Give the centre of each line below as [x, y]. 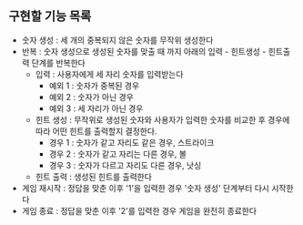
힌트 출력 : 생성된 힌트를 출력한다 [93, 177]
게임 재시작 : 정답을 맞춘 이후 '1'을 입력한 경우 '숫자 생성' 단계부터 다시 [146, 188]
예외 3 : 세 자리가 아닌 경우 [96, 108]
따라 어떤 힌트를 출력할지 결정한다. [96, 131]
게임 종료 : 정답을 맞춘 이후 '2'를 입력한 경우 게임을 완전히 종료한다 [139, 210]
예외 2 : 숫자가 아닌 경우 [91, 97]
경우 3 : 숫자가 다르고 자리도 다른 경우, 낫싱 [125, 165]
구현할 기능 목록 [50, 16]
